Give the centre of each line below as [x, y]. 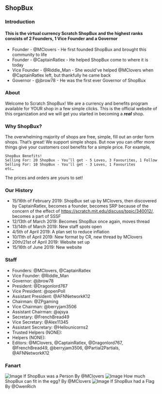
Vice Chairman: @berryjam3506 [44, 306]
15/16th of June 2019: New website [47, 247]
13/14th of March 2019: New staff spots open [57, 227]
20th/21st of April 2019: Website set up [51, 242]
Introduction [20, 22]
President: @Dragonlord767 [40, 286]
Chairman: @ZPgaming [35, 301]
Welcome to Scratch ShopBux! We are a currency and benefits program [77, 103]
